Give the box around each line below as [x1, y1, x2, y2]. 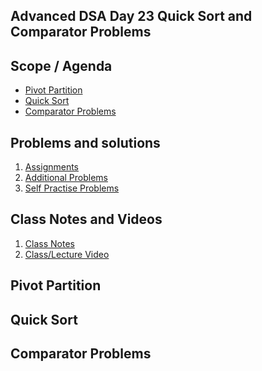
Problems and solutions [10, 134, 161, 151]
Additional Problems [24, 172, 108, 184]
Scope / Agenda [10, 57, 113, 74]
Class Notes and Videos [10, 211, 163, 228]
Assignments [24, 161, 80, 173]
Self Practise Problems [24, 182, 120, 194]
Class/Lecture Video [24, 248, 110, 260]
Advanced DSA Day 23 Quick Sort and [10, 8, 253, 25]
